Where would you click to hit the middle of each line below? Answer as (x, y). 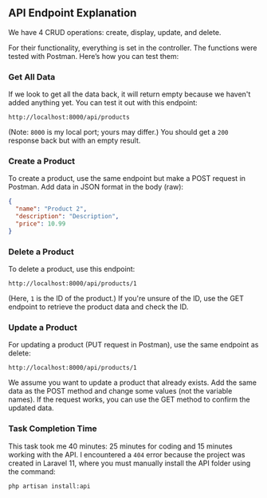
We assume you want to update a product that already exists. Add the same (133, 382)
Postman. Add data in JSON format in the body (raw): (96, 187)
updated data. (31, 408)
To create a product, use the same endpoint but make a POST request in (127, 178)
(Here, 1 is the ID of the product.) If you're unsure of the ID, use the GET (126, 299)
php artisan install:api (49, 486)
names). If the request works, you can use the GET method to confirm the (129, 400)
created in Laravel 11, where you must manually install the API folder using (130, 463)
